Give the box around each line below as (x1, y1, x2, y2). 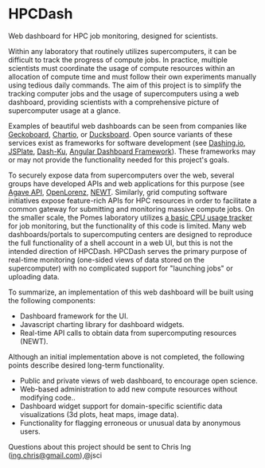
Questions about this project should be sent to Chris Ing (8, 442, 192, 451)
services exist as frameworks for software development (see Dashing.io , (8, 138, 246, 147)
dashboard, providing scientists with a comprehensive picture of (8, 97, 220, 107)
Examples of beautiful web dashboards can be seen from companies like (8, 121, 247, 131)
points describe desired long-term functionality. (8, 360, 165, 370)
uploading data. (8, 271, 60, 281)
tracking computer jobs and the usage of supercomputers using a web (8, 88, 240, 98)
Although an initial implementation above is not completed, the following (8, 352, 245, 361)
